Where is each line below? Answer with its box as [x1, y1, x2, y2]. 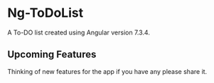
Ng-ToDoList [7, 5, 84, 21]
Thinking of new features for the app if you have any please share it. [7, 67, 208, 75]
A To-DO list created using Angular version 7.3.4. [7, 28, 151, 37]
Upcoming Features [7, 49, 97, 60]
